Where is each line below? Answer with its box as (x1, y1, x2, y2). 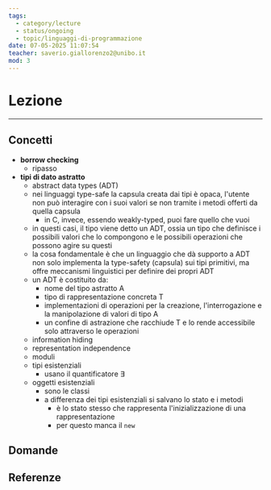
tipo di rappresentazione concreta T (44, 292, 164, 301)
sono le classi (44, 386, 90, 396)
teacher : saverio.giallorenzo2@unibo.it (8, 49, 147, 57)
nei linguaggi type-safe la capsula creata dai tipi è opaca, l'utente (31, 189, 250, 198)
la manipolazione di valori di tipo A (44, 309, 159, 318)
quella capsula (31, 206, 81, 216)
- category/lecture (15, 19, 81, 27)
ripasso (31, 163, 58, 173)
